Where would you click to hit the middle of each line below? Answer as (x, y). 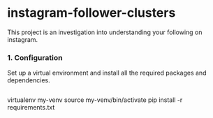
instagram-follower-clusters (91, 13)
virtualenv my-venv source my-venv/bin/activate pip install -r (95, 100)
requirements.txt (31, 108)
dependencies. (29, 80)
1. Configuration (35, 57)
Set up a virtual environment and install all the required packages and (107, 73)
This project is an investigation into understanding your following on (105, 32)
